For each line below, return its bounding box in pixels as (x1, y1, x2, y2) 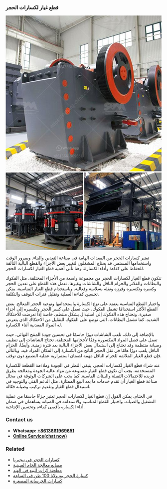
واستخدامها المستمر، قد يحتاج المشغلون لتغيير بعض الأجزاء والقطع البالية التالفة (5, 260, 152, 266)
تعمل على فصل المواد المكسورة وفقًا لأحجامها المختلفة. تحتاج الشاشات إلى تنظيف (5, 337, 158, 343)
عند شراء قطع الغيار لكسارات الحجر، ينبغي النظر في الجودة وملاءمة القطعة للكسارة (5, 362, 161, 368)
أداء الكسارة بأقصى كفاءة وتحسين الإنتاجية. (5, 404, 85, 410)
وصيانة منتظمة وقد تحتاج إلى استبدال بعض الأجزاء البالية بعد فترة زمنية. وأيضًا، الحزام (5, 342, 162, 348)
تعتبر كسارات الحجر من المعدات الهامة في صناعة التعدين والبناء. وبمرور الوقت (5, 255, 150, 261)
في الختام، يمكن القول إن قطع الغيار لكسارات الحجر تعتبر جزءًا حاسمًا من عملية (5, 393, 153, 399)
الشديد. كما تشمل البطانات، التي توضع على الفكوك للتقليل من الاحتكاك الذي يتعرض (5, 317, 159, 323)
